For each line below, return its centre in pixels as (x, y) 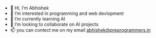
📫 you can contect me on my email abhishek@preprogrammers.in (80, 30)
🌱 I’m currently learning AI (38, 19)
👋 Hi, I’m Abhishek (30, 8)
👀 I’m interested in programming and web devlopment (67, 13)
